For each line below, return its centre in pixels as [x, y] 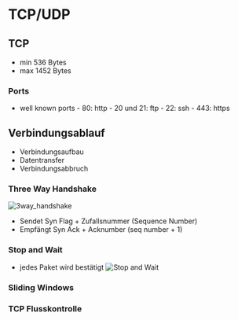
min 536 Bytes [43, 62]
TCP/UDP [39, 15]
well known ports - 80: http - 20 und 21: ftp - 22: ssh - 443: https [124, 109]
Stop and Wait [35, 250]
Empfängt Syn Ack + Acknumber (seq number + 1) [101, 230]
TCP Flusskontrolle [45, 308]
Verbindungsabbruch [54, 169]
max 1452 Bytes [46, 71]
